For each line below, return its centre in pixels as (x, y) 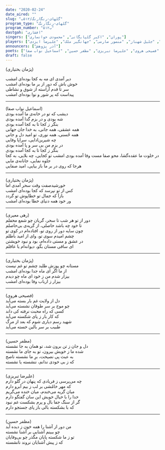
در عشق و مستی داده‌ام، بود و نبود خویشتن (45, 241)
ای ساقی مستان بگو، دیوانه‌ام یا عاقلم (40, 247)
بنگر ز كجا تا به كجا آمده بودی (32, 150)
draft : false (19, 55)
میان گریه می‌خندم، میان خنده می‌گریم (40, 392)
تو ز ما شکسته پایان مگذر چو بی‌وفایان (40, 437)
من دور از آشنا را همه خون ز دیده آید (38, 427)
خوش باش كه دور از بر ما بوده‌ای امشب (42, 84)
